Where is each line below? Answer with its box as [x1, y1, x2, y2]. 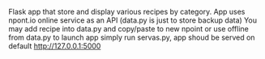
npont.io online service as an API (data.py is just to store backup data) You [8, 15, 258, 25]
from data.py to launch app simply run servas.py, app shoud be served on [8, 32, 255, 42]
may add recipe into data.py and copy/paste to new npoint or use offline [8, 24, 249, 33]
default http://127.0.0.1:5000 [8, 41, 101, 51]
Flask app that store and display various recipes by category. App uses [8, 7, 246, 16]
